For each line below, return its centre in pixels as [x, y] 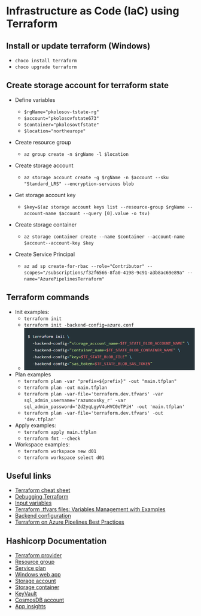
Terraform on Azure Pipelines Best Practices [69, 522]
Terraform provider [38, 555]
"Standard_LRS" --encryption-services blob [79, 184]
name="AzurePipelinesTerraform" [64, 279]
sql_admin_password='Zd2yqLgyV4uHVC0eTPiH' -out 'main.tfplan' [104, 407]
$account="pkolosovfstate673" [62, 118]
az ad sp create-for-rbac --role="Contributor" [84, 266]
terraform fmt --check [52, 439]
